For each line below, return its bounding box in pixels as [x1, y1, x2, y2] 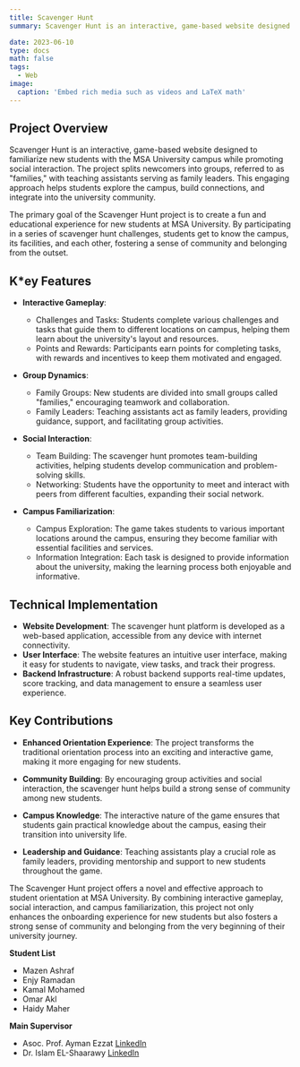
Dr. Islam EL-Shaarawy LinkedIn [21, 1047, 140, 1058]
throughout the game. [21, 865, 103, 876]
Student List [9, 947, 56, 959]
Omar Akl [21, 994, 57, 1004]
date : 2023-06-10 [9, 38, 74, 47]
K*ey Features [9, 273, 92, 288]
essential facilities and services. [35, 543, 154, 554]
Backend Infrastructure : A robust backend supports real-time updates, [21, 668, 287, 679]
